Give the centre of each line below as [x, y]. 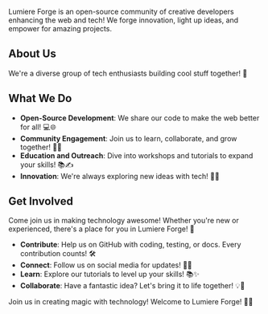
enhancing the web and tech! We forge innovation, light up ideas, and [124, 20]
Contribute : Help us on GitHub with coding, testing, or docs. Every [130, 245]
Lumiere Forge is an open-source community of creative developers [122, 12]
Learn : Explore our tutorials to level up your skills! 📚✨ [109, 274]
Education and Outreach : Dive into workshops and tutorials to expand [136, 155]
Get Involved [41, 201]
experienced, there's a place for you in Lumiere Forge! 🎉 [101, 229]
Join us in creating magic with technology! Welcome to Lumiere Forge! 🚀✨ [131, 302]
